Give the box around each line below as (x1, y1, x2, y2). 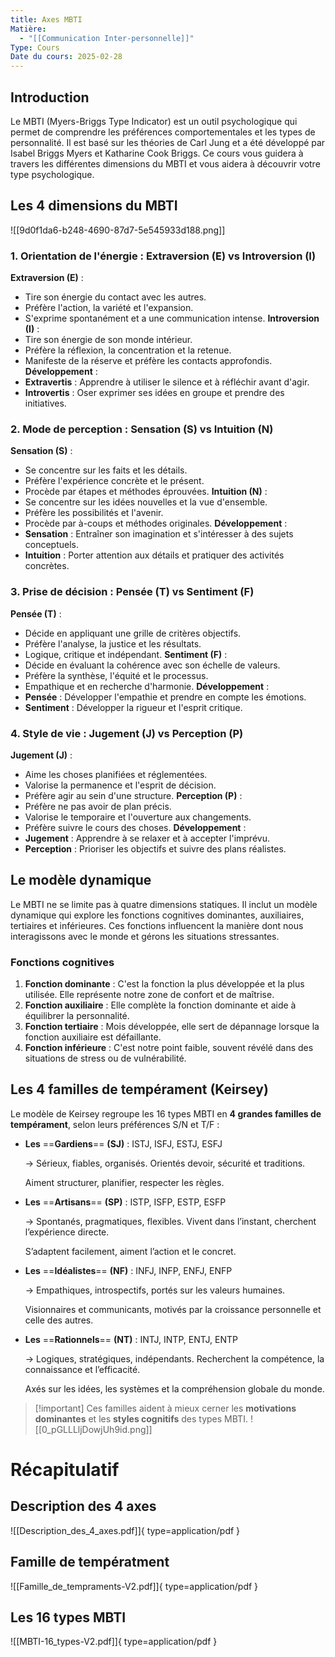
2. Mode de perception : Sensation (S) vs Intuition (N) (10, 422, 274, 436)
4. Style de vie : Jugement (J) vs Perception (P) (10, 726, 244, 740)
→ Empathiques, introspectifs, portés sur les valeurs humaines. (24, 1284, 286, 1296)
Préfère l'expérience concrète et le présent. (24, 475, 205, 487)
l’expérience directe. (24, 1226, 110, 1238)
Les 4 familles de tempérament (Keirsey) (10, 1081, 269, 1098)
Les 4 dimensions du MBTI (10, 197, 178, 215)
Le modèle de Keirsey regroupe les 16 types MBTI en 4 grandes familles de (10, 1107, 322, 1120)
